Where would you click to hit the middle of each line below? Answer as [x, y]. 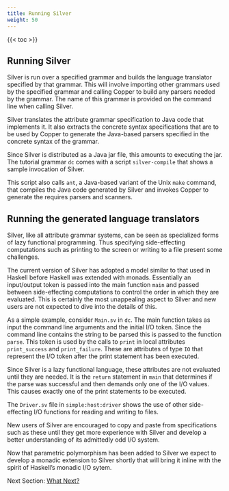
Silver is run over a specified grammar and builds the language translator [110, 77]
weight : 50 [23, 20]
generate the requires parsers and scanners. [70, 197]
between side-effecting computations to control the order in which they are [113, 292]
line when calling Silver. [40, 106]
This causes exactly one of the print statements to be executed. [97, 392]
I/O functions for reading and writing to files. [96, 412]
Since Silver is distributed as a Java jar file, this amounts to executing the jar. [115, 155]
